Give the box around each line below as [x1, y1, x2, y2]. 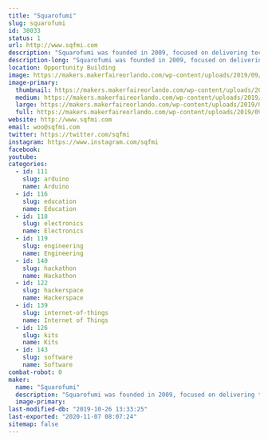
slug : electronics [22, 220, 84, 228]
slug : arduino [22, 175, 69, 184]
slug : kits [22, 331, 59, 340]
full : [15, 109, 34, 117]
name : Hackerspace [22, 294, 84, 302]
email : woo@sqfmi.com [8, 123, 81, 131]
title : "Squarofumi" [8, 11, 77, 20]
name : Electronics [22, 227, 84, 236]
